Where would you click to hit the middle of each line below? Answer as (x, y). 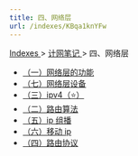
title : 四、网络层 (41, 18)
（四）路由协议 (50, 142)
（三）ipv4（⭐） (53, 95)
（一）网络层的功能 (58, 72)
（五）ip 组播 (47, 120)
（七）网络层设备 (54, 83)
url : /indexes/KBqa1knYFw (58, 26)
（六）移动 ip (47, 131)
